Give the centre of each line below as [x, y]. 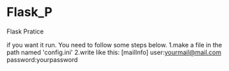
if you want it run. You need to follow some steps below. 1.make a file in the [114, 45]
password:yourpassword [42, 59]
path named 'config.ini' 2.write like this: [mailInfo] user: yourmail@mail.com [114, 52]
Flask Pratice [25, 31]
